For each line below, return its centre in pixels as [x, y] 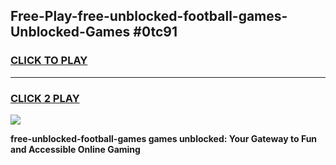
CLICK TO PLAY [49, 61]
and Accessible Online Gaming [75, 149]
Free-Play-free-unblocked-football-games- [149, 16]
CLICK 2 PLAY [45, 98]
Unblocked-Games [70, 32]
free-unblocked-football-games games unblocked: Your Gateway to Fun [164, 138]
